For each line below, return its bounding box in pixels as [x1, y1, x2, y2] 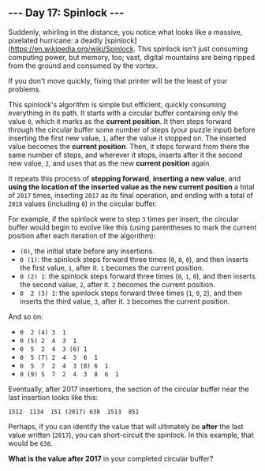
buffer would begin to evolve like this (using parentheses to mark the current [8, 222, 257, 232]
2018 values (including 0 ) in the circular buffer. [8, 199, 158, 208]
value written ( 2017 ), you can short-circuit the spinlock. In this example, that [8, 430, 254, 439]
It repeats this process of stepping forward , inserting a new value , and [8, 174, 241, 183]
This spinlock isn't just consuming [137, 43, 248, 54]
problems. [8, 84, 41, 94]
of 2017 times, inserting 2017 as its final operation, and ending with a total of [8, 190, 254, 200]
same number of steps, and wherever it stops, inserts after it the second [8, 150, 243, 159]
